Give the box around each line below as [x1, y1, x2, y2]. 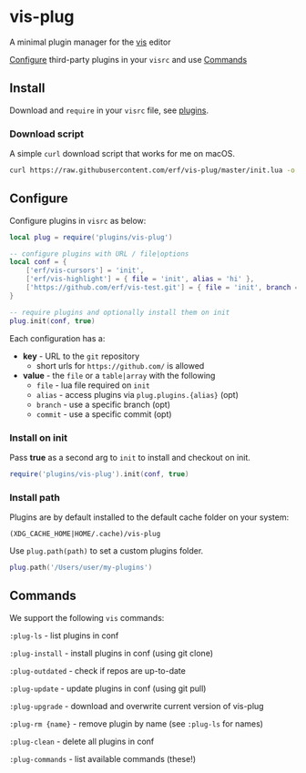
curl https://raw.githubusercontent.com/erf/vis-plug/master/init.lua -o [9, 166, 296, 175]
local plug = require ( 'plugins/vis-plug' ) [9, 232, 173, 242]
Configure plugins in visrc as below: [9, 215, 147, 226]
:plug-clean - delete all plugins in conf [9, 736, 155, 747]
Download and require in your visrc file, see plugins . [9, 105, 209, 116]
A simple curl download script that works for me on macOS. [9, 148, 235, 159]
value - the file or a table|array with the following [22, 370, 216, 381]
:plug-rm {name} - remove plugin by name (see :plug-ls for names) [9, 717, 264, 729]
